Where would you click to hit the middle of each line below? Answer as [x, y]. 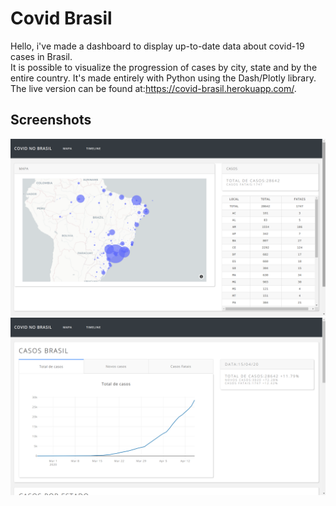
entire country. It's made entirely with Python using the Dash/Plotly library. [163, 78]
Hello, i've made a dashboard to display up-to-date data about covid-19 [157, 46]
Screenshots [51, 120]
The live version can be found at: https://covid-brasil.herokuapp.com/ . [153, 88]
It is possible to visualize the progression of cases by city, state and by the [164, 67]
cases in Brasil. [41, 56]
